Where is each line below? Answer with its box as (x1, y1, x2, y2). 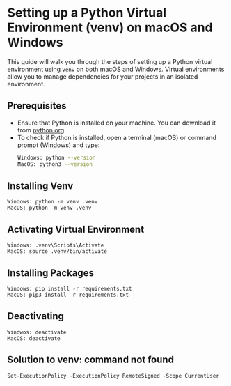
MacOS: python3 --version (17, 160, 93, 168)
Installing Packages (7, 267, 94, 279)
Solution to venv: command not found (7, 354, 174, 366)
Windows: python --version (17, 154, 96, 161)
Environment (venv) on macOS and (7, 20, 214, 36)
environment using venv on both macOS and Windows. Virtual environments (7, 65, 225, 73)
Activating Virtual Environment (7, 223, 145, 235)
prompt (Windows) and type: (17, 141, 100, 149)
